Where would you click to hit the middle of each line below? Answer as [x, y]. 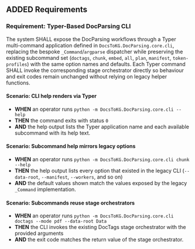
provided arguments [39, 233]
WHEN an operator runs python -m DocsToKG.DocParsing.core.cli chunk [102, 159]
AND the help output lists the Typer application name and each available [102, 127]
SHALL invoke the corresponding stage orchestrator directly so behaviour [95, 70]
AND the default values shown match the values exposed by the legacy [101, 183]
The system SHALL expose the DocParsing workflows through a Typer [91, 39]
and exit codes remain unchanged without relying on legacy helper [87, 76]
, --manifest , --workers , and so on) [81, 177]
